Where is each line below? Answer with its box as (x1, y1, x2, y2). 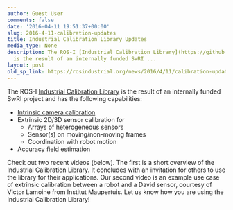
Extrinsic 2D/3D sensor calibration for (17, 115, 125, 123)
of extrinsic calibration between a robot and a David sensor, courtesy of (7, 180, 213, 189)
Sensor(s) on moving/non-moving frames (27, 130, 146, 139)
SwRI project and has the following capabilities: (7, 94, 142, 103)
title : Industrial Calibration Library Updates (7, 36, 148, 43)
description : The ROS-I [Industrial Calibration (7, 49, 150, 56)
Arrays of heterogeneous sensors (27, 123, 124, 131)
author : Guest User (7, 10, 64, 17)
